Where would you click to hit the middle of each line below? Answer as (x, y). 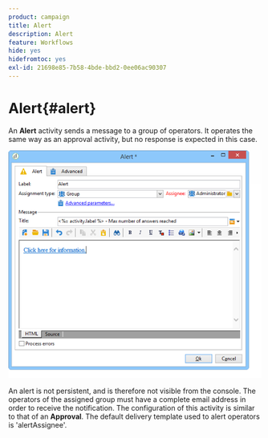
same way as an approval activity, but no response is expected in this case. (133, 139)
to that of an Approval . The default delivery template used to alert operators (134, 416)
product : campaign (39, 17)
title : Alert (30, 25)
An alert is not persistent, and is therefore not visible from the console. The (132, 391)
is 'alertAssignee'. (38, 425)
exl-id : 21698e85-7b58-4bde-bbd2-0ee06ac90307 (87, 68)
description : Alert (41, 34)
